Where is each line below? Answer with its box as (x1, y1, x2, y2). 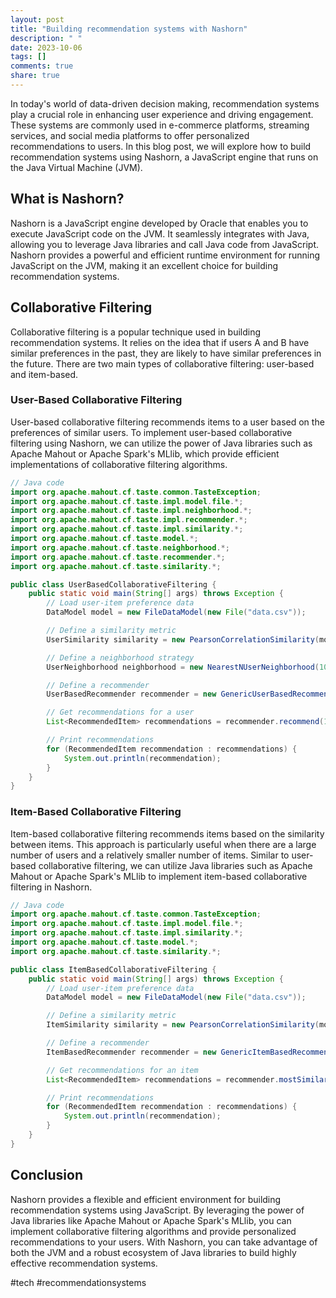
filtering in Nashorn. (10, 881, 93, 893)
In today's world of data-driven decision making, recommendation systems (10, 97, 320, 110)
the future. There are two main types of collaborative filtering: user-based (10, 357, 315, 370)
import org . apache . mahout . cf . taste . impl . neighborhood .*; (10, 506, 253, 516)
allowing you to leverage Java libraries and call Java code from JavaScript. (10, 238, 320, 250)
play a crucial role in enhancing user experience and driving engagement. (10, 108, 314, 120)
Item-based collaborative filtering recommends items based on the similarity (10, 827, 325, 840)
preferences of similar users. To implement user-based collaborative (10, 426, 293, 438)
